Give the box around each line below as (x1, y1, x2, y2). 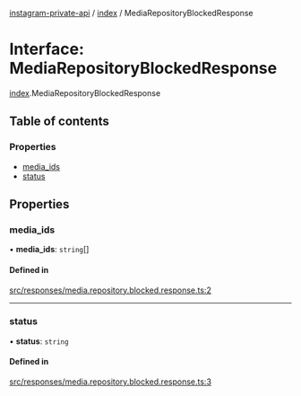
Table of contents (9, 114, 109, 129)
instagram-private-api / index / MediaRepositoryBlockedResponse (9, 8, 254, 18)
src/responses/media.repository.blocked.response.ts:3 (9, 376, 212, 387)
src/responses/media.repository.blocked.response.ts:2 (9, 285, 212, 295)
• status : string (9, 336, 69, 347)
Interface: (9, 40, 85, 59)
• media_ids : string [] (9, 244, 90, 255)
